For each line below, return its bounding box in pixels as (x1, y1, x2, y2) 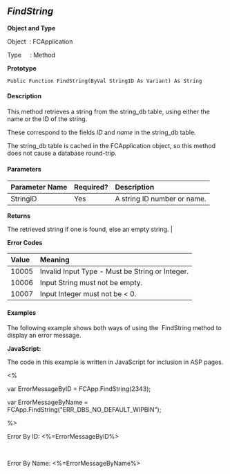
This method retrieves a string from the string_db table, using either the (7, 107, 211, 116)
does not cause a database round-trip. (7, 149, 117, 158)
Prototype (7, 64, 37, 72)
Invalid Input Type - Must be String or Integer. (39, 266, 189, 276)
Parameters (7, 165, 41, 173)
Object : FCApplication (7, 37, 73, 46)
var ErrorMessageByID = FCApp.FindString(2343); (7, 385, 151, 393)
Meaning (39, 255, 70, 265)
